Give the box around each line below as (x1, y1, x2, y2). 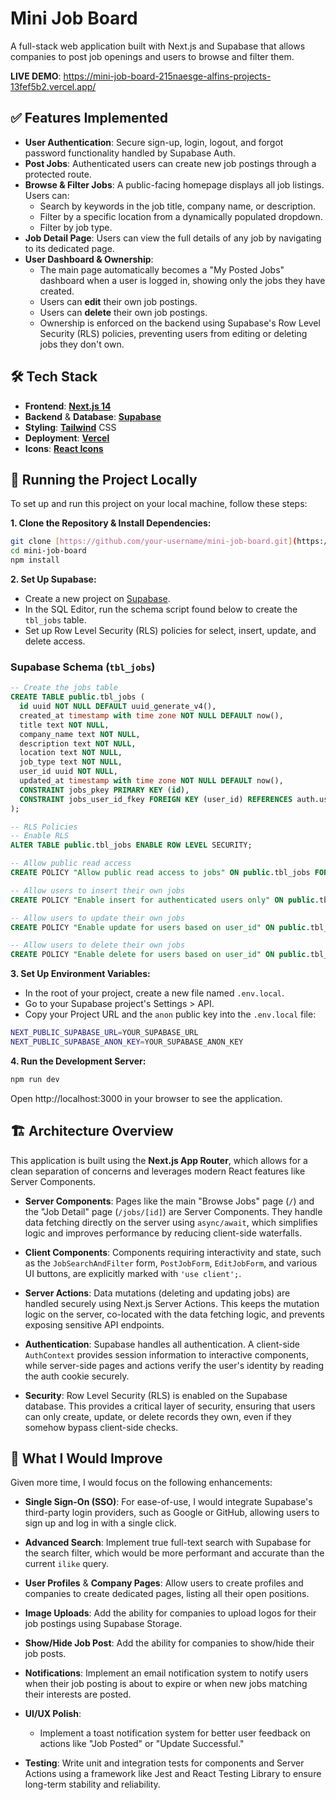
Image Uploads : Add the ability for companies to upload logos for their (24, 1607, 317, 1619)
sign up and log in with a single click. (24, 1517, 177, 1529)
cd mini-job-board (10, 546, 87, 556)
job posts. (24, 1648, 67, 1660)
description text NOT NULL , (19, 738, 137, 749)
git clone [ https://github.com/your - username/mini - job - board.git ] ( (10, 537, 298, 547)
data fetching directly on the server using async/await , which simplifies (24, 1216, 318, 1228)
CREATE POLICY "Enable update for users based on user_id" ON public (10, 922, 307, 932)
